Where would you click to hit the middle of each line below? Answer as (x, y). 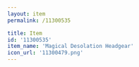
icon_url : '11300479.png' (45, 53)
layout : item (26, 14)
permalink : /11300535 (39, 20)
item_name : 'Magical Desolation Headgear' (71, 47)
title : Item (25, 33)
